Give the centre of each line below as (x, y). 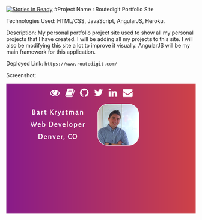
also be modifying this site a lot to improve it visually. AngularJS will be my (98, 46)
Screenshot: (21, 75)
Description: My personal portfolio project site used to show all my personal (100, 33)
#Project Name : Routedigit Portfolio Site (104, 9)
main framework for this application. (51, 52)
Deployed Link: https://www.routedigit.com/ (62, 64)
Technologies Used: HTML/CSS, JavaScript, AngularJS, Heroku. (86, 21)
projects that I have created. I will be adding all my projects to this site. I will (100, 39)
